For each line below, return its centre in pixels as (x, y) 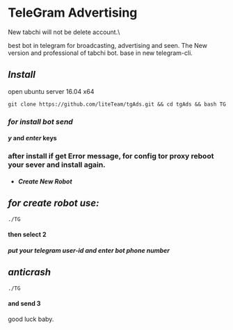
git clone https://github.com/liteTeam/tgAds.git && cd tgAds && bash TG (117, 104)
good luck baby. (31, 319)
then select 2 (27, 235)
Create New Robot (45, 181)
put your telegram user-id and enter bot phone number (89, 250)
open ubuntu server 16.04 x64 (51, 91)
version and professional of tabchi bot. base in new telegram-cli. (101, 53)
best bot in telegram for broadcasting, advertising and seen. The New (108, 45)
